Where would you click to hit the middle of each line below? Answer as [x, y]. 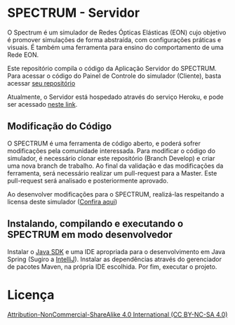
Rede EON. [23, 55]
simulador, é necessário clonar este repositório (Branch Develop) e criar [111, 158]
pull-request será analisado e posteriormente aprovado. [88, 180]
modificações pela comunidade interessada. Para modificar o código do [112, 151]
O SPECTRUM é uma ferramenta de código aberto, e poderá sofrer [104, 143]
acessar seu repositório [41, 83]
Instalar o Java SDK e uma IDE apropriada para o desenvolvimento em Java [116, 251]
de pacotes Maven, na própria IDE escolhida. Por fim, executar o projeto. [112, 266]
